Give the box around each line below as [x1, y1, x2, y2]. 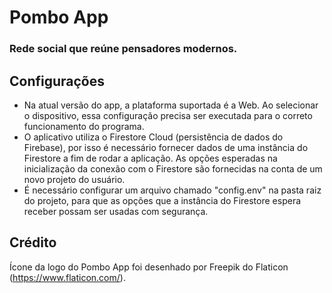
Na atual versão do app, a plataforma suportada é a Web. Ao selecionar [23, 99, 319, 111]
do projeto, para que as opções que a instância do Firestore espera [23, 194, 302, 206]
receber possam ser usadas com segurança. [23, 205, 209, 217]
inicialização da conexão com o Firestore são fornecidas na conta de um [23, 162, 323, 175]
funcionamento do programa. [23, 120, 145, 132]
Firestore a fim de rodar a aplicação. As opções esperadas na [23, 152, 278, 164]
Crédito [9, 234, 57, 251]
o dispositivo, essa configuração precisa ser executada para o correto [23, 109, 313, 121]
